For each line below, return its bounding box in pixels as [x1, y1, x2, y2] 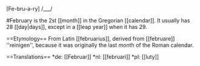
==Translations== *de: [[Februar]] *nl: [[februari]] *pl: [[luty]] [6, 53, 159, 60]
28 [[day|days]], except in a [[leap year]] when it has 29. [6, 24, 147, 30]
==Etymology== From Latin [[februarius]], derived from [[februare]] [6, 35, 175, 42]
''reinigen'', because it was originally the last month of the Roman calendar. [6, 42, 194, 48]
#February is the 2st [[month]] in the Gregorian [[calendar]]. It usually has [6, 17, 190, 24]
